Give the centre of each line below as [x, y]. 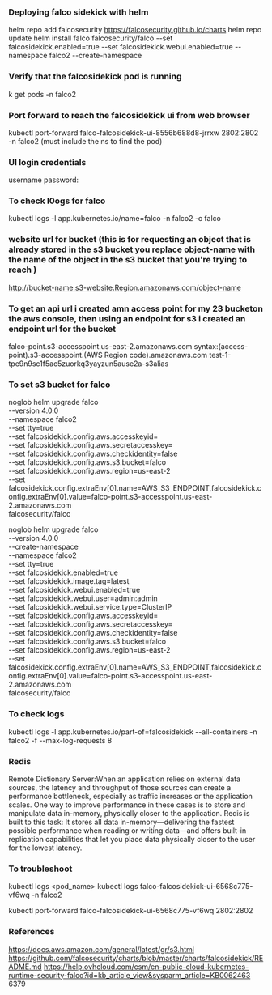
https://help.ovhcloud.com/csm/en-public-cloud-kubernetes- [146, 967]
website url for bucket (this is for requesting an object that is [130, 240]
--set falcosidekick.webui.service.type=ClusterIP [90, 607]
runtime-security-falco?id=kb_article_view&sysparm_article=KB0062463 [130, 975]
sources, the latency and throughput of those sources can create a [120, 787]
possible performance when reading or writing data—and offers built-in [127, 830]
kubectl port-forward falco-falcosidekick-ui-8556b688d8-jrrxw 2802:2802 [134, 133]
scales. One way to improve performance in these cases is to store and [127, 805]
